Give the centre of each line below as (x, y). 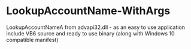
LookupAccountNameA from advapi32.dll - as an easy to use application (96, 27)
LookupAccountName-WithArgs (88, 11)
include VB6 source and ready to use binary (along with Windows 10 (90, 33)
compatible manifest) (32, 40)
